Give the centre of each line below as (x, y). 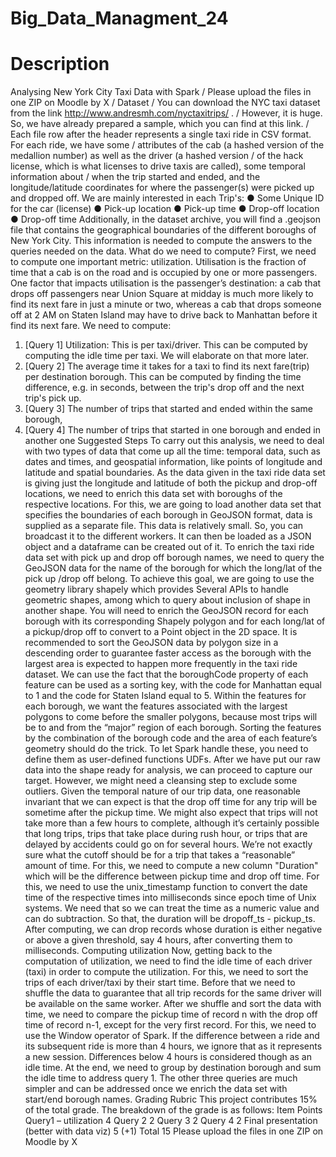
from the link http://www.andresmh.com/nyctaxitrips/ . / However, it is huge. (166, 113)
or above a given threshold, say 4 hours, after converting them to (158, 940)
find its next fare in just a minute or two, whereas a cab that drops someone (166, 304)
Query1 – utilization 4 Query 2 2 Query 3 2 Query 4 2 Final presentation (171, 1121)
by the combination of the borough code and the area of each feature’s (171, 738)
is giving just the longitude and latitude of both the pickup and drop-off (171, 483)
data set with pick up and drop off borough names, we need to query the (174, 558)
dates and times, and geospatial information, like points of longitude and (173, 462)
